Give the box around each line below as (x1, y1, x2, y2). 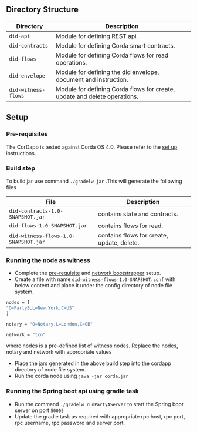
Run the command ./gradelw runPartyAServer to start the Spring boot (14, 400, 184, 407)
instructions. (6, 149, 36, 156)
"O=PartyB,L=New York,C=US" (6, 305, 75, 311)
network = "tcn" (6, 331, 46, 337)
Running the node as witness (6, 256, 91, 264)
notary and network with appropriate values (6, 349, 112, 356)
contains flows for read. (97, 222, 163, 230)
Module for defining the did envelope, (55, 68, 159, 76)
